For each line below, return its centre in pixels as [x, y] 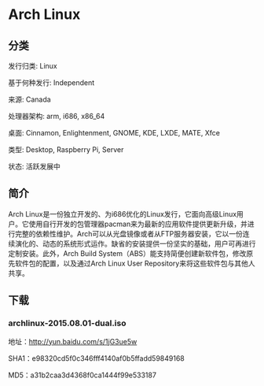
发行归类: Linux [33, 66]
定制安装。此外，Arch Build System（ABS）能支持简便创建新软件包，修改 [127, 253]
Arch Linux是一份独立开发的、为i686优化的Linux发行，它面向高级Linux [123, 213]
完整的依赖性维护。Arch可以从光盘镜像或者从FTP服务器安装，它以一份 [129, 233]
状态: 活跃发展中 [34, 166]
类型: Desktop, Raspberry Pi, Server [66, 150]
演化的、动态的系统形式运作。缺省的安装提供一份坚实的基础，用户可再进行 [135, 243]
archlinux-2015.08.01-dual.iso [67, 323]
